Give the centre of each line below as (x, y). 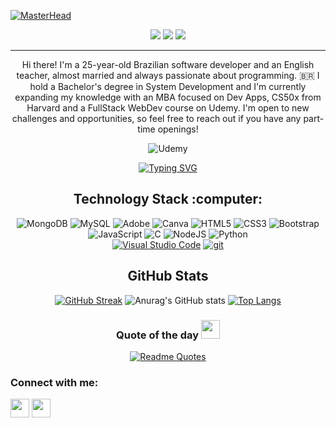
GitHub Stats (168, 276)
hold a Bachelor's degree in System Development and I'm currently (168, 86)
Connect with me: (54, 382)
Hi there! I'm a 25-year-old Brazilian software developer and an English (168, 64)
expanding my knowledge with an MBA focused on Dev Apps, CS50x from (168, 97)
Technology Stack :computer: (168, 199)
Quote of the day (158, 335)
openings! (178, 129)
